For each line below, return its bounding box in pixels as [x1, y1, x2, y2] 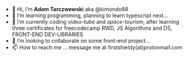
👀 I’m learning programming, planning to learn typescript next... [11, 12, 169, 19]
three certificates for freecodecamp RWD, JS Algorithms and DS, [11, 24, 172, 31]
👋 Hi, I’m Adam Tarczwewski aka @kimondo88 [11, 6, 129, 12]
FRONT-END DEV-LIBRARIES [11, 31, 84, 38]
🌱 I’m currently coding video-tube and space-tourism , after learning [11, 18, 180, 25]
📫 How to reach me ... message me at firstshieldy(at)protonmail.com [11, 44, 183, 50]
